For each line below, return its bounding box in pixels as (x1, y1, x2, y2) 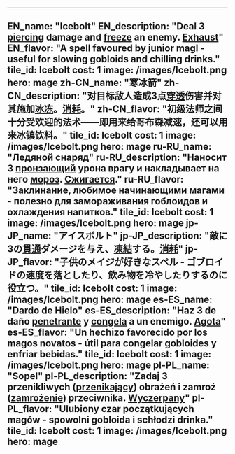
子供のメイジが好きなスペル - (59, 256, 185, 268)
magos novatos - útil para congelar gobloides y (7, 337, 217, 350)
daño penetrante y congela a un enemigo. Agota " (7, 315, 226, 327)
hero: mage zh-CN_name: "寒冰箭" (7, 77, 162, 89)
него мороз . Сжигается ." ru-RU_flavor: (7, 173, 184, 185)
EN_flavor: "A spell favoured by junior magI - (7, 43, 205, 55)
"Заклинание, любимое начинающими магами (7, 185, 225, 197)
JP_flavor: (7, 256, 52, 268)
